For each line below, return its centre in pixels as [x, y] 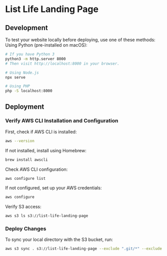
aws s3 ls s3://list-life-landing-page [47, 216]
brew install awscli [27, 160]
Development [27, 28]
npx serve [15, 77]
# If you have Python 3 [30, 54]
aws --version [20, 141]
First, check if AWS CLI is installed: [41, 132]
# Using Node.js [22, 73]
